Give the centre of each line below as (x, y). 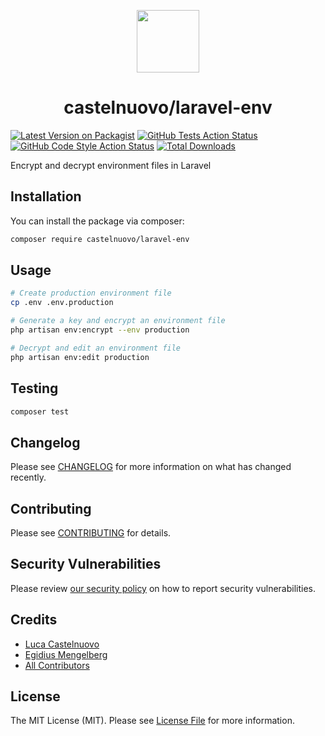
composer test (40, 411)
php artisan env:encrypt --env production (100, 330)
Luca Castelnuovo (62, 644)
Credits (34, 620)
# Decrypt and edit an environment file (96, 348)
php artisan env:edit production (80, 357)
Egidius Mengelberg (66, 654)
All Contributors (57, 665)
